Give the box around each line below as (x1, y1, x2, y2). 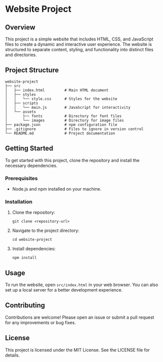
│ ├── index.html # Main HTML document (5, 88, 109, 93)
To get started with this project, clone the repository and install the (5, 157, 140, 163)
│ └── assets (5, 109, 36, 114)
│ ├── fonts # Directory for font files (5, 113, 122, 119)
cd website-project (12, 237, 53, 242)
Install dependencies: (12, 246, 56, 252)
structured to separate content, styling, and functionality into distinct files (5, 47, 154, 52)
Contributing (5, 301, 45, 310)
